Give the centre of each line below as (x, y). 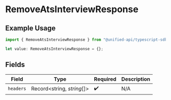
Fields (15, 65)
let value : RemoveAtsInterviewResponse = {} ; (54, 49)
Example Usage (31, 28)
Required (105, 79)
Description (136, 79)
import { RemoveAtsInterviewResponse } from (53, 40)
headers (17, 89)
